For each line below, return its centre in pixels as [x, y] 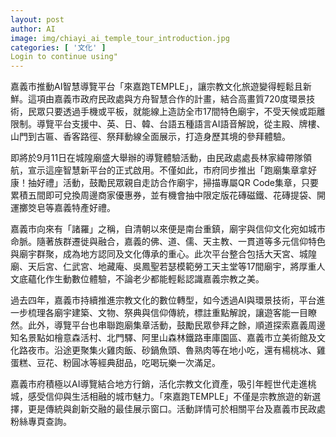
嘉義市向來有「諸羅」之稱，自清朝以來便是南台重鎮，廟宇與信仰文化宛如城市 [168, 229]
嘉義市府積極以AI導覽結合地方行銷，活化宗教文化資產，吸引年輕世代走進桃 [163, 384]
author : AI [33, 29]
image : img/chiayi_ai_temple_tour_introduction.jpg [120, 38]
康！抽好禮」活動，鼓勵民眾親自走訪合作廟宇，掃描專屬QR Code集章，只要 [165, 183]
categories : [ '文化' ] [58, 47]
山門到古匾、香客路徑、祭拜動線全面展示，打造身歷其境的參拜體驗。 [150, 137]
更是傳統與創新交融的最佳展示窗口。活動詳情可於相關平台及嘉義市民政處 [176, 409]
